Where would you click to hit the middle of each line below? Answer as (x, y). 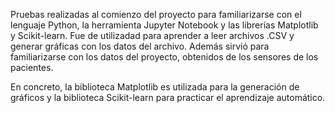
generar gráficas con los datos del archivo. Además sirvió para (140, 46)
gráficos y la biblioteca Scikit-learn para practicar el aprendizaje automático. (168, 97)
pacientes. (32, 67)
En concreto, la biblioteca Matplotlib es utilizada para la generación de (155, 87)
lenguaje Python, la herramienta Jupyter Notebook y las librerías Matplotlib (164, 25)
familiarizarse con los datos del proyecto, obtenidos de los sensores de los (164, 57)
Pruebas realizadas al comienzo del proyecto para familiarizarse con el (156, 14)
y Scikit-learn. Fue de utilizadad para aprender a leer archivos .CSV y (152, 35)
